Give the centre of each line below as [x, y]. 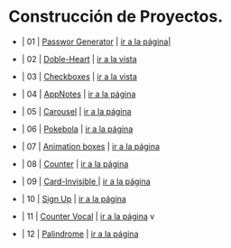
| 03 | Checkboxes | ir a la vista [79, 76]
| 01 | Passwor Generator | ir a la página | [96, 41]
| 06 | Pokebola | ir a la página [77, 129]
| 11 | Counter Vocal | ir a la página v [88, 216]
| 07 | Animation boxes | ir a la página [90, 146]
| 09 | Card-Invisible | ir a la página [86, 181]
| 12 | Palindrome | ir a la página [80, 234]
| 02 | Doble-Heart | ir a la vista [79, 59]
